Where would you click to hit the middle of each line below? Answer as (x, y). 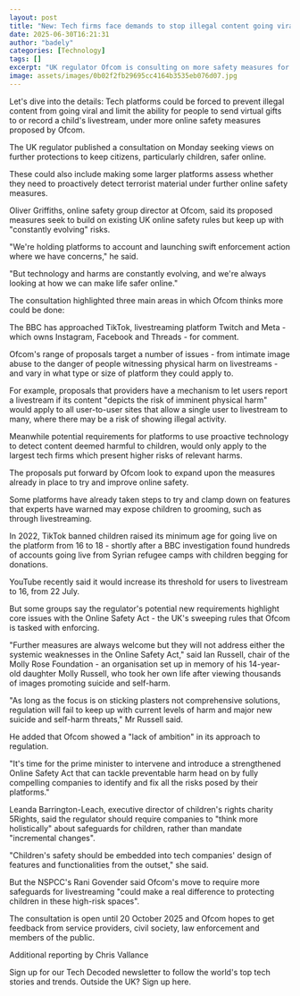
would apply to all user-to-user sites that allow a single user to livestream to (149, 409)
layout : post (33, 17)
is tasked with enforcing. (54, 627)
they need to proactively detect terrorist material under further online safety (149, 183)
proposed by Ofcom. (47, 130)
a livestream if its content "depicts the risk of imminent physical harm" (138, 400)
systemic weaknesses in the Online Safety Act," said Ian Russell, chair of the (150, 654)
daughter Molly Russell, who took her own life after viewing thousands (152, 673)
